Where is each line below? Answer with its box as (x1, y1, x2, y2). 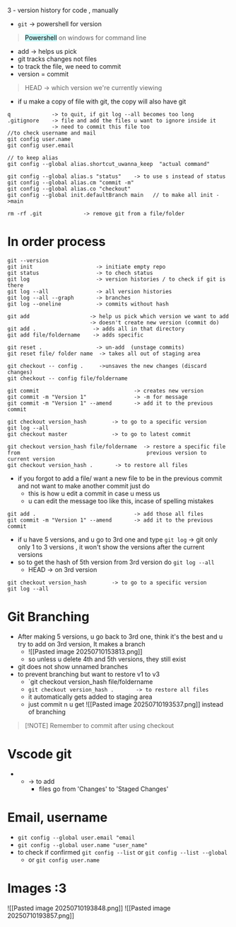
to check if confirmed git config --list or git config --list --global (17, 848, 228, 856)
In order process (7, 234, 106, 250)
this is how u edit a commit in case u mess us (28, 489, 160, 498)
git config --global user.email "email (17, 834, 136, 841)
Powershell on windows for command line (24, 33, 147, 42)
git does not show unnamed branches (17, 662, 129, 670)
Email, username (7, 809, 108, 825)
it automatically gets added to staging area (28, 692, 153, 701)
